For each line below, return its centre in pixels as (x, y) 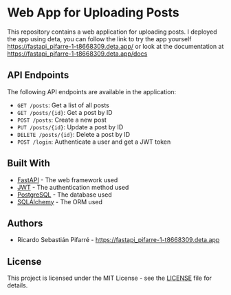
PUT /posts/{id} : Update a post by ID (70, 127)
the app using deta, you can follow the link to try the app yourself (99, 39)
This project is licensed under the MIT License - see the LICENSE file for (109, 278)
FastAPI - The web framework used (67, 179)
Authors (25, 223)
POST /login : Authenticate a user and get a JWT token (94, 142)
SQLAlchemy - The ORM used (60, 201)
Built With (29, 163)
